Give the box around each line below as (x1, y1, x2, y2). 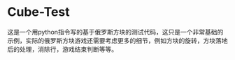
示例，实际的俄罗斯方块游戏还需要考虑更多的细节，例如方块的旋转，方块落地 (7, 36, 228, 45)
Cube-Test (7, 4, 70, 20)
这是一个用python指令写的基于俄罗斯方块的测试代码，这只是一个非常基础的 (7, 28, 224, 36)
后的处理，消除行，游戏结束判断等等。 (7, 45, 117, 53)
